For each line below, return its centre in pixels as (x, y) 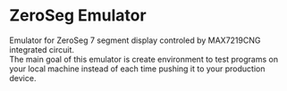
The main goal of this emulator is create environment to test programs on (144, 59)
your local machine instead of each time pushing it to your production (137, 69)
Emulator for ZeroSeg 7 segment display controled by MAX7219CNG (135, 40)
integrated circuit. (42, 49)
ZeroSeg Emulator (78, 16)
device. (23, 78)
